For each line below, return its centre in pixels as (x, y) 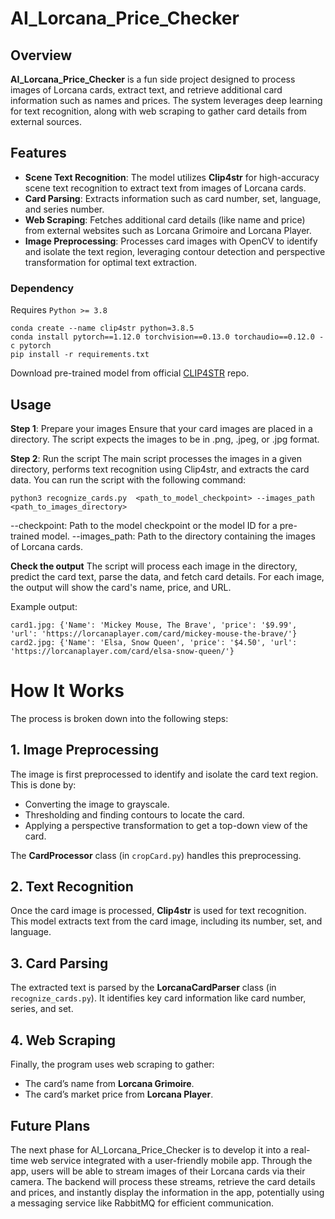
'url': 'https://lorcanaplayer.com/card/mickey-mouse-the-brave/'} (154, 633)
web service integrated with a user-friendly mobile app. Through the (171, 1160)
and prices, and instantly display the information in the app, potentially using (167, 1192)
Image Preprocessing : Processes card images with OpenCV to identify (171, 241)
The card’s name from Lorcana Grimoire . (109, 1084)
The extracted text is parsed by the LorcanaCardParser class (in (143, 988)
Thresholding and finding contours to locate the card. (134, 814)
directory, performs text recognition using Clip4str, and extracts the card (160, 469)
